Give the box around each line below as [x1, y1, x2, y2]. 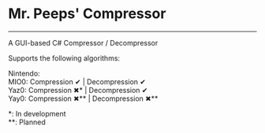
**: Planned [8, 117, 46, 127]
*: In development [8, 109, 66, 118]
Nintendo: [8, 68, 41, 78]
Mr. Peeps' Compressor [8, 5, 166, 23]
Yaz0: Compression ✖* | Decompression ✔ [8, 85, 148, 94]
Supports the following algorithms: [8, 53, 121, 63]
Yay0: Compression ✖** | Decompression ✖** [8, 94, 159, 103]
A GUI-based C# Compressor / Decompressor [8, 38, 159, 47]
